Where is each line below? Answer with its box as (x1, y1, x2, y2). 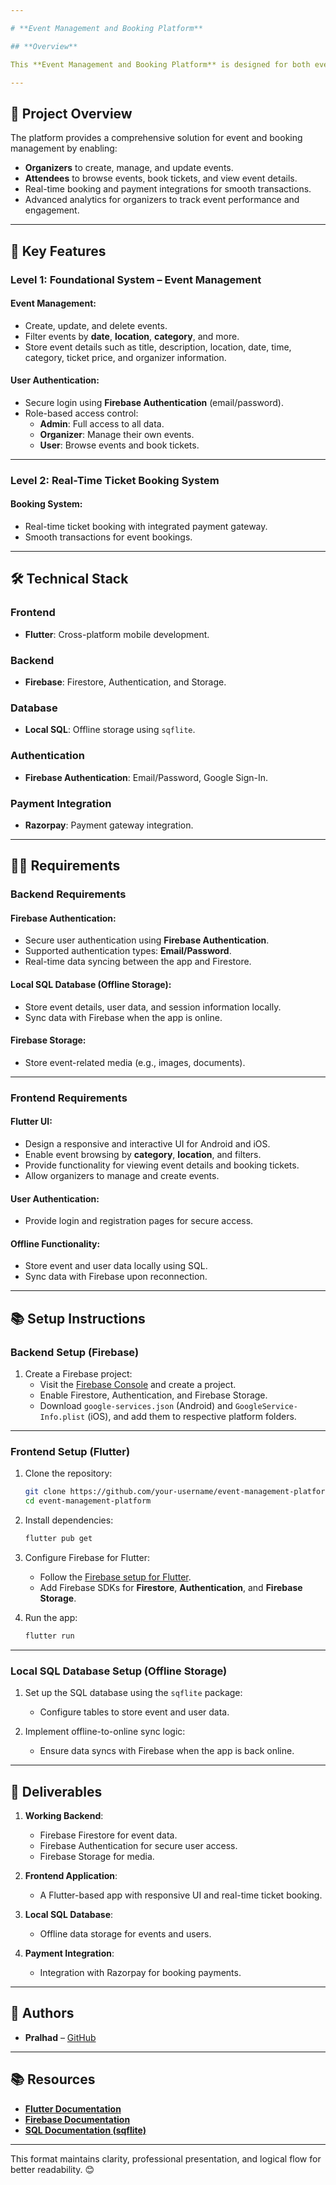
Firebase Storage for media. (39, 1850, 155, 1862)
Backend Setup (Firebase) (10, 1345, 140, 1359)
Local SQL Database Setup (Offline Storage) (10, 1664, 228, 1678)
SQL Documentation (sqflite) (24, 2124, 147, 2136)
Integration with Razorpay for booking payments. (39, 1966, 242, 1978)
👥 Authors (10, 2005, 75, 2022)
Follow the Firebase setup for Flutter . (39, 1571, 192, 1583)
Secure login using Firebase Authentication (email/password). (24, 396, 284, 408)
